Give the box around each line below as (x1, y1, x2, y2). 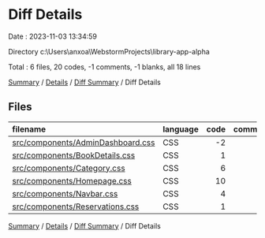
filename (12, 124, 47, 135)
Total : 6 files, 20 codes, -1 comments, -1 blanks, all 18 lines (8, 61, 201, 72)
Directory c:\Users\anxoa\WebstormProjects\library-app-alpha (8, 46, 211, 56)
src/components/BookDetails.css (12, 150, 136, 161)
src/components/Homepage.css (12, 175, 132, 186)
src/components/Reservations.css (12, 201, 140, 212)
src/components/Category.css (12, 162, 125, 173)
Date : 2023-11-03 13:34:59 (8, 32, 97, 41)
